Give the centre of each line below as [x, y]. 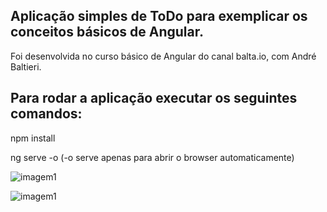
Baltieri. [26, 66]
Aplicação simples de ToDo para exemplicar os [159, 16]
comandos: [46, 114]
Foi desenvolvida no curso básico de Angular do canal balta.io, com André [163, 56]
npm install [33, 138]
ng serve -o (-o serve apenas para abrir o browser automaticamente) [152, 157]
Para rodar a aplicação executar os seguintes [154, 98]
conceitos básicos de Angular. [107, 32]
